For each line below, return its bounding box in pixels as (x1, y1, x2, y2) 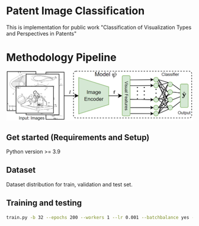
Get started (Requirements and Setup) (6, 132, 150, 143)
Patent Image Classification (6, 4, 145, 18)
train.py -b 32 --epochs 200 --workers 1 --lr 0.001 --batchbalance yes (6, 214, 190, 220)
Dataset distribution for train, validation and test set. (6, 180, 133, 188)
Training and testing (6, 198, 82, 208)
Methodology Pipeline (6, 51, 117, 64)
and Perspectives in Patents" (6, 30, 77, 37)
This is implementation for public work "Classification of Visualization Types (6, 24, 192, 31)
